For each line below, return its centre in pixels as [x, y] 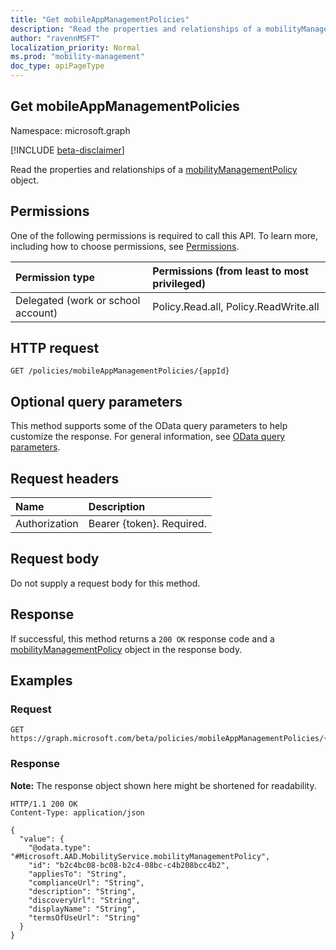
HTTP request [55, 348]
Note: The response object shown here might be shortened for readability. [163, 785]
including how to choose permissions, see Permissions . [125, 246]
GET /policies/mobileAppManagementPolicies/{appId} [120, 371]
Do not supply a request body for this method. [105, 583]
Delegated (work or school [78, 300]
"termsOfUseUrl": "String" [84, 917]
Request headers [65, 478]
